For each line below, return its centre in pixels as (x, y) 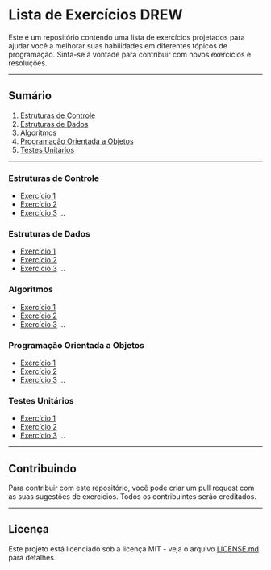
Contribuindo (42, 469)
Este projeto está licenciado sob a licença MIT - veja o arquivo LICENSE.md (134, 549)
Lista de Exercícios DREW (96, 15)
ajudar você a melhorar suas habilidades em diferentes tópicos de (118, 45)
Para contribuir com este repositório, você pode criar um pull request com (131, 488)
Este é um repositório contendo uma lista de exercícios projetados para (127, 37)
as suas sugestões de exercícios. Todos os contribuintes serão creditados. (132, 497)
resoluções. (28, 63)
